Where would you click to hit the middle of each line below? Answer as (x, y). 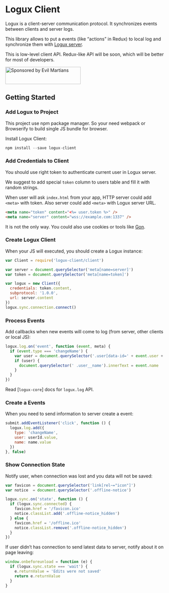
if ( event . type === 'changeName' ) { (49, 351)
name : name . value (33, 442)
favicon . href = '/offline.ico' (48, 523)
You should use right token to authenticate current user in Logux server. (81, 172)
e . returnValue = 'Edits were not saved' (58, 572)
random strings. (22, 187)
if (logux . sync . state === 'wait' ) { (49, 567)
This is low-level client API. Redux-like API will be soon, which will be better (85, 54)
